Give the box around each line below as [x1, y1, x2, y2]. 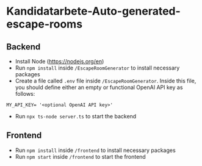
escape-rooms [6, 17, 83, 31]
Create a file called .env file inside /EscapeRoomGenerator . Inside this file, [15, 78, 197, 84]
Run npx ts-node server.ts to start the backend [15, 113, 137, 120]
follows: [15, 90, 35, 97]
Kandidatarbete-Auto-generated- [6, 4, 181, 18]
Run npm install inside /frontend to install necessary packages [15, 146, 176, 154]
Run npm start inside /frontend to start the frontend [15, 153, 146, 160]
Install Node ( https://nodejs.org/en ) [15, 58, 104, 65]
